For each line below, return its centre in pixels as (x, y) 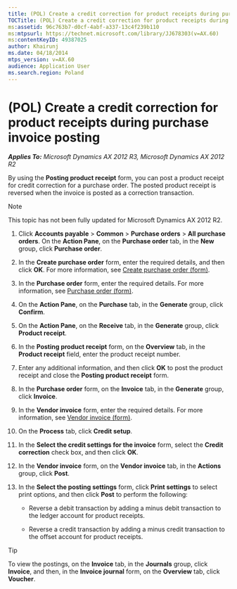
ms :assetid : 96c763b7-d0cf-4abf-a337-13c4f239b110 (84, 27)
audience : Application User (49, 66)
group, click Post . (44, 474)
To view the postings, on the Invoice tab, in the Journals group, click (108, 564)
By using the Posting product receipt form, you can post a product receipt (116, 178)
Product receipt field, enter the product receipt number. (100, 354)
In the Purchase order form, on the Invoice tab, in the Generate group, (121, 389)
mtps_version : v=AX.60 (41, 60)
